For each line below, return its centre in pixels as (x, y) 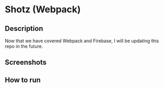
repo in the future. (24, 46)
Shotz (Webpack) (43, 10)
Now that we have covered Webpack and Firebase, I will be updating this (82, 41)
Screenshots (26, 63)
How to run (23, 80)
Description (24, 29)
